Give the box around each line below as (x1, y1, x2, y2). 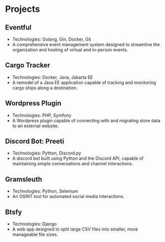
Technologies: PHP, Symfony (12, 112, 72, 118)
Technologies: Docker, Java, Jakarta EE (12, 74, 93, 80)
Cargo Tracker (5, 61, 50, 70)
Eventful (5, 23, 32, 32)
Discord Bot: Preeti (5, 137, 64, 145)
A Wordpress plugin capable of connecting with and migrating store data (12, 117, 161, 123)
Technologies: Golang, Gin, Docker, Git (12, 36, 91, 42)
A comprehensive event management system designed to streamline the (12, 42, 160, 48)
